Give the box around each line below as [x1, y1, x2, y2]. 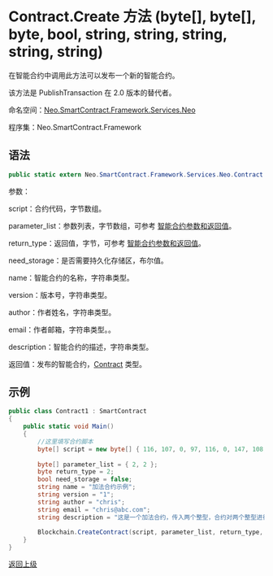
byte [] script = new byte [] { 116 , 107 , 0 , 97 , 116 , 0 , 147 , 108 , [37, 445, 267, 453]
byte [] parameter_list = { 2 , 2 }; [37, 460, 158, 469]
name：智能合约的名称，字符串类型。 [8, 273, 134, 282]
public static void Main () [23, 422, 115, 431]
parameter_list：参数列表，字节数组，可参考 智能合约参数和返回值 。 [8, 220, 236, 230]
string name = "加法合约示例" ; [37, 483, 136, 491]
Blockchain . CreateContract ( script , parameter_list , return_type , [37, 528, 264, 537]
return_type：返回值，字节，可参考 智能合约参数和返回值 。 [8, 238, 206, 248]
